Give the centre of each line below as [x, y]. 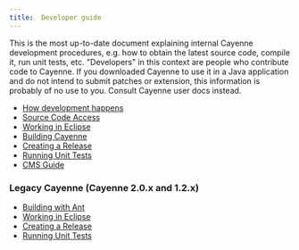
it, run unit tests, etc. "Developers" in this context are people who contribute [149, 62]
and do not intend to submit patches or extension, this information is [135, 80]
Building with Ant [53, 207]
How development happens [73, 107]
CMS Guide [43, 164]
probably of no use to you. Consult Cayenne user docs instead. [125, 90]
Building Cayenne [54, 136]
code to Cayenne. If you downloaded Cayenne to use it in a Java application [149, 71]
